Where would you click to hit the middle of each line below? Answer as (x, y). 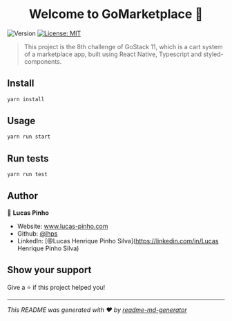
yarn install (26, 99)
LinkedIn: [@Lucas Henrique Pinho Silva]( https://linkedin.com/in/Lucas (118, 241)
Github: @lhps (37, 233)
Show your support (49, 270)
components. (43, 61)
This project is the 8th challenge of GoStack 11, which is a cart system (123, 46)
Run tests (28, 158)
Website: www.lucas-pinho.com (62, 226)
